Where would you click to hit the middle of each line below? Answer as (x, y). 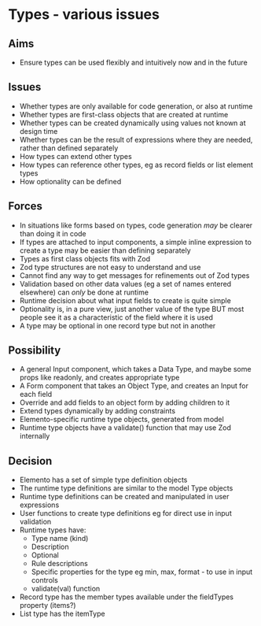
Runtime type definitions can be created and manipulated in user (124, 497)
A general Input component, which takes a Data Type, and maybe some (135, 369)
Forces (26, 206)
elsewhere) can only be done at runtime (84, 292)
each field (36, 394)
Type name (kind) (60, 539)
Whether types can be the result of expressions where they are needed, (136, 139)
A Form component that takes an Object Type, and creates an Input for (134, 386)
